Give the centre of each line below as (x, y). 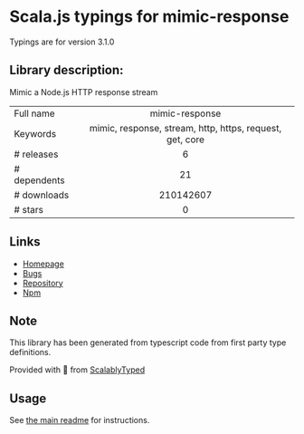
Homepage (43, 264)
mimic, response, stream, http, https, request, (185, 128)
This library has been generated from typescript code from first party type (148, 342)
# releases (36, 154)
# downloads (42, 195)
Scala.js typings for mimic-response (149, 17)
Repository (43, 283)
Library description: (66, 70)
